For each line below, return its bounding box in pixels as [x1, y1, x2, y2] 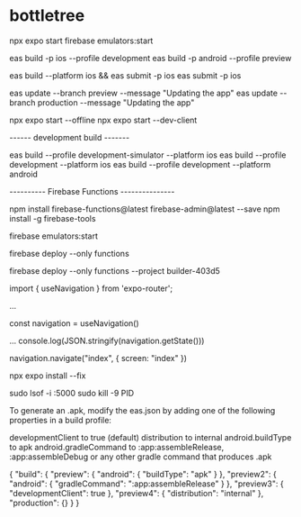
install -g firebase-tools [9, 213, 96, 223]
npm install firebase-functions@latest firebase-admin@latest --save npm [9, 204, 280, 214]
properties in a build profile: [9, 414, 112, 425]
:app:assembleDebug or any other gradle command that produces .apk [9, 451, 272, 462]
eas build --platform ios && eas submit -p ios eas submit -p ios [9, 69, 242, 81]
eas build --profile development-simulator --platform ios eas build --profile [9, 150, 287, 160]
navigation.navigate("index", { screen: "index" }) [9, 352, 187, 363]
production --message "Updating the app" [37, 96, 195, 108]
